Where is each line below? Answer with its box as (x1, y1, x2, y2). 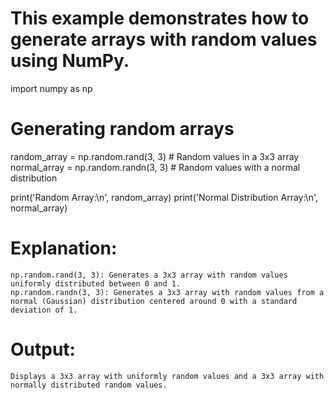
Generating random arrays (10, 118, 235, 141)
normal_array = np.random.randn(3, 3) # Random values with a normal (10, 161, 301, 173)
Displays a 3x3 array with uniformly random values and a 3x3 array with (10, 371, 325, 381)
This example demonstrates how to (10, 7, 310, 30)
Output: (10, 338, 76, 361)
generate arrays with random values (10, 28, 318, 51)
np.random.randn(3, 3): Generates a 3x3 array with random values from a (10, 287, 325, 297)
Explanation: (10, 237, 118, 260)
